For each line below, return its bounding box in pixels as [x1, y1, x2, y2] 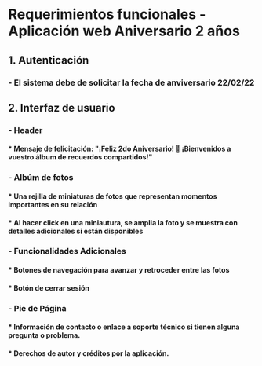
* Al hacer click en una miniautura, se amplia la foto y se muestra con [8, 218, 238, 227]
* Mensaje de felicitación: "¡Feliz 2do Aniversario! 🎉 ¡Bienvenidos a [8, 144, 231, 154]
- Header [8, 124, 43, 135]
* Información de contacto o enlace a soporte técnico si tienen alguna [8, 322, 240, 331]
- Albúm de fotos [8, 172, 74, 183]
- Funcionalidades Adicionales [8, 246, 127, 257]
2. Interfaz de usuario [8, 101, 115, 115]
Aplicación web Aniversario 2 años [8, 22, 241, 40]
